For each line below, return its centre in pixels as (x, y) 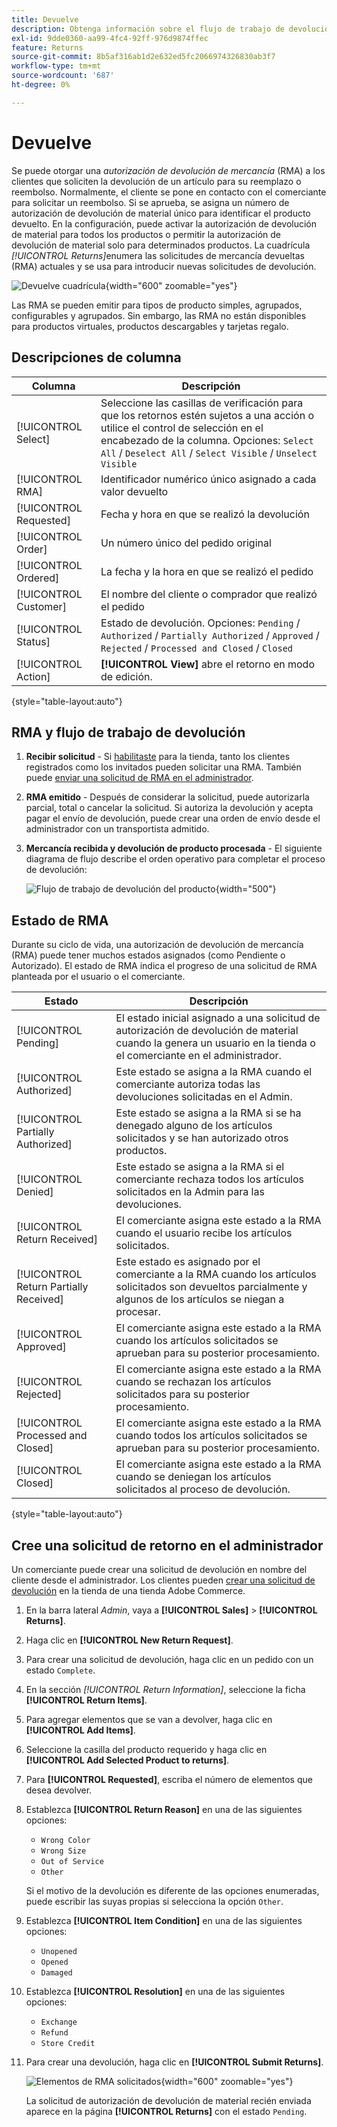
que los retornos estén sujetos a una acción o (207, 415)
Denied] (35, 1192)
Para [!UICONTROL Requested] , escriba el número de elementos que (169, 1779)
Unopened (59, 1951)
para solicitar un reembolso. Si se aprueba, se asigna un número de (150, 202)
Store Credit (68, 2043)
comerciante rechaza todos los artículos (210, 1179)
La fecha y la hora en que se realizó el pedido (207, 571)
